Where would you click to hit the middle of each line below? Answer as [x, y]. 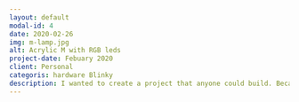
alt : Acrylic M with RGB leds [65, 51]
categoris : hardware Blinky [61, 75]
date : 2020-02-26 [41, 34]
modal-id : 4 [31, 26]
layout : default [39, 17]
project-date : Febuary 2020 [61, 59]
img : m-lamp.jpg [39, 42]
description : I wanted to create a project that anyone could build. [141, 83]
